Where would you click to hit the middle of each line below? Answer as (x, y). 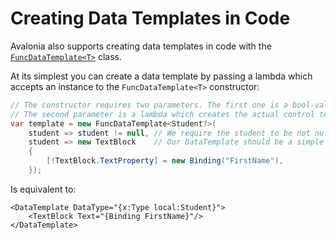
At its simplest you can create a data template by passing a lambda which (161, 76)
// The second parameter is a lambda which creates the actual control (162, 114)
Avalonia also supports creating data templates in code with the (141, 46)
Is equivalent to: (43, 189)
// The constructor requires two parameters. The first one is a (149, 105)
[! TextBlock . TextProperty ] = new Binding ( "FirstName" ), (165, 161)
